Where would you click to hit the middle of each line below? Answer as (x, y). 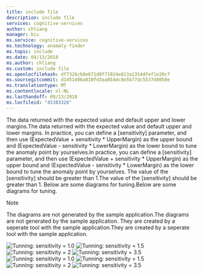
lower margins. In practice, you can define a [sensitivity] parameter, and (97, 133)
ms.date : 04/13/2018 (33, 57)
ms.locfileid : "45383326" (39, 102)
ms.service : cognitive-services (47, 40)
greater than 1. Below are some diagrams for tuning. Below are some (91, 184)
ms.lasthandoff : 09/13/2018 (42, 97)
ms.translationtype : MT (37, 86)
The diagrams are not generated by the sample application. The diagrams (98, 214)
